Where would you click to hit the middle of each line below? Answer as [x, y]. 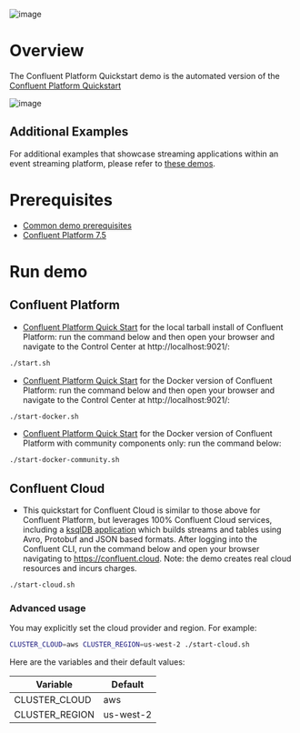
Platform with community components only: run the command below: [152, 443]
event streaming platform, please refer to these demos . [113, 163]
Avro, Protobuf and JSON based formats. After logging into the [140, 539]
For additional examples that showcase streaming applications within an [144, 154]
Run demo [49, 271]
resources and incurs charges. [80, 568]
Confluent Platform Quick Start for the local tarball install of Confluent [153, 326]
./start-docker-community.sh [65, 460]
